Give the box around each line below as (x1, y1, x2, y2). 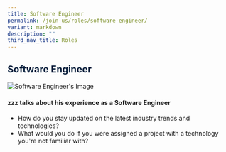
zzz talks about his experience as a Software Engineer (7, 98, 171, 107)
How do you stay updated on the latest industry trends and (17, 114, 190, 123)
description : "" (7, 30, 55, 38)
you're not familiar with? (17, 136, 89, 146)
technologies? (17, 121, 59, 130)
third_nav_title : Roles (7, 37, 78, 44)
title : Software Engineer (7, 10, 84, 18)
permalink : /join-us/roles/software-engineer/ (7, 17, 148, 24)
